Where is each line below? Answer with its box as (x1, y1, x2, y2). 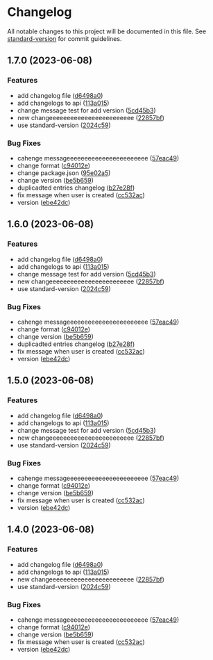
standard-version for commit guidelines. (7, 34, 122, 42)
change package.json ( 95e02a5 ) (17, 168, 111, 177)
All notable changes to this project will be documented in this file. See (7, 27, 207, 35)
